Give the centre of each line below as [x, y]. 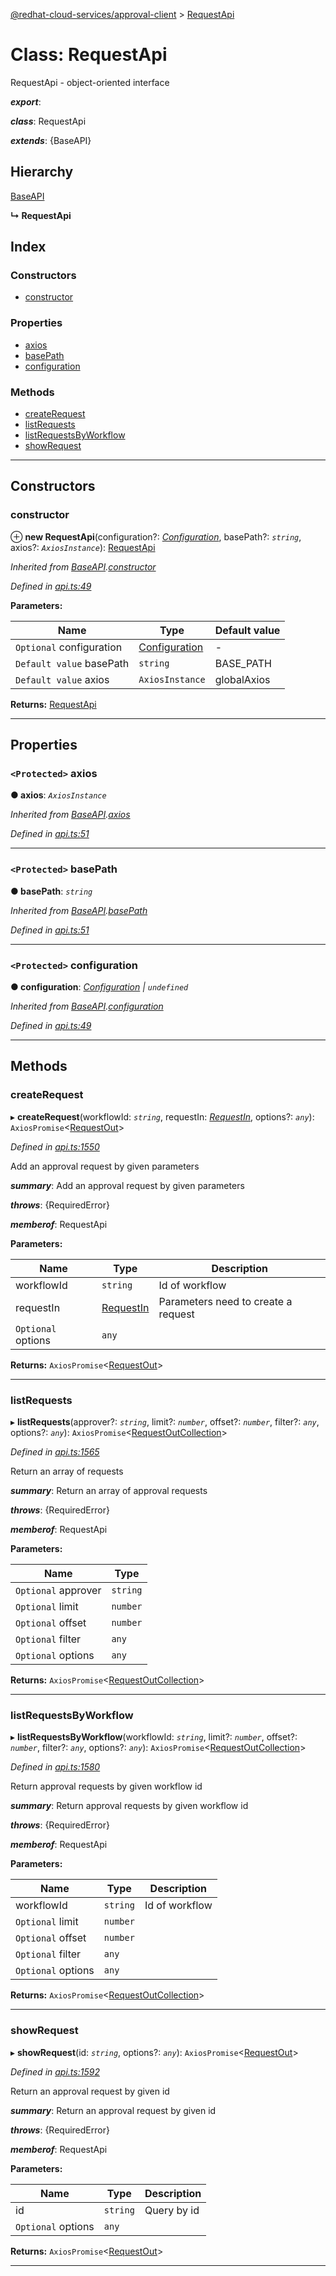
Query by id [172, 2210]
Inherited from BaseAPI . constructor [83, 566]
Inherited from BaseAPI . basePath [79, 910]
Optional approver [58, 1590]
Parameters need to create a [225, 1301]
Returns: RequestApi [53, 704]
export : [26, 101]
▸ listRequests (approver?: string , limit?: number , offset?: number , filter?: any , [165, 1421]
